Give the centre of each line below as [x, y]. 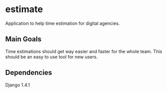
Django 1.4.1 [18, 85]
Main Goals [23, 39]
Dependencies [29, 73]
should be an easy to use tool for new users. [51, 57]
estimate [24, 9]
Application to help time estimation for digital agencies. [62, 23]
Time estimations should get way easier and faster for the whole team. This [84, 51]
